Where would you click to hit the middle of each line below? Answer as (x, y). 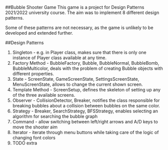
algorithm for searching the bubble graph (55, 116)
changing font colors (34, 138)
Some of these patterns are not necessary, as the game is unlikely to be (79, 28)
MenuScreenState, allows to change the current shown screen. (77, 84)
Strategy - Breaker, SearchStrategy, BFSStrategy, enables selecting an (85, 111)
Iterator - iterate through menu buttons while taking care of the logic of (86, 132)
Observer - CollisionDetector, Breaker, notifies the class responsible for (86, 100)
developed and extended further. (39, 33)
